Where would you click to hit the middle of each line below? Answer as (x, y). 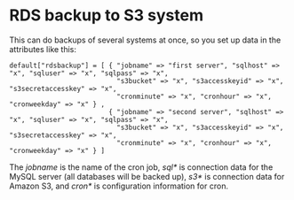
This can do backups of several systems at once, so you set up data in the (145, 40)
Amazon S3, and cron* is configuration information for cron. (119, 186)
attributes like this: (43, 49)
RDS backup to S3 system (107, 15)
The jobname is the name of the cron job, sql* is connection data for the (141, 167)
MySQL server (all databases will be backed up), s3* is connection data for (147, 176)
